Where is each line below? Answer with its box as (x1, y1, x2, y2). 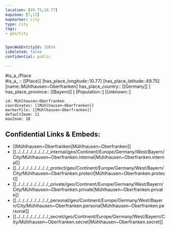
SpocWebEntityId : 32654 (5, 45, 56, 50)
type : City (5, 21, 28, 27)
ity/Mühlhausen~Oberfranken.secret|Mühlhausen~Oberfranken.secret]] (12, 219, 163, 225)
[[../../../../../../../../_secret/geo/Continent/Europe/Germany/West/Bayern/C (12, 214, 165, 220)
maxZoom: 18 (5, 116, 30, 121)
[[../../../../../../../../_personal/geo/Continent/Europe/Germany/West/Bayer (12, 198, 163, 204)
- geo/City (5, 31, 28, 36)
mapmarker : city (5, 17, 40, 22)
